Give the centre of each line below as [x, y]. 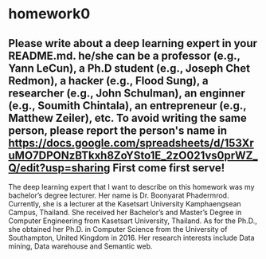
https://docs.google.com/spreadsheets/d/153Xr [131, 143]
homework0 [49, 14]
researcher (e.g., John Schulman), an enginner [127, 93]
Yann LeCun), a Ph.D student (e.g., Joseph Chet [129, 68]
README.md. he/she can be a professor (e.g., [124, 55]
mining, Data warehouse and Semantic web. [80, 246]
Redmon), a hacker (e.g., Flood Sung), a [108, 80]
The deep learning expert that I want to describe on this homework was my [131, 187]
